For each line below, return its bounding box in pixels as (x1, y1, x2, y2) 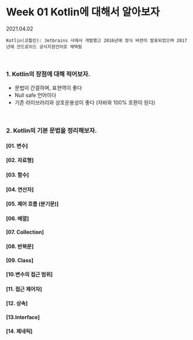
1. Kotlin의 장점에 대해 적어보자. (6, 70, 91, 78)
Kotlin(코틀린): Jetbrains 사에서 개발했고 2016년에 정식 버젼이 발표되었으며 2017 (6, 38, 188, 43)
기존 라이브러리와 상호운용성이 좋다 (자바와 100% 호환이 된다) (14, 99, 156, 106)
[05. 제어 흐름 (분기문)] (6, 200, 59, 207)
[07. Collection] (6, 228, 44, 235)
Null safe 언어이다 (14, 92, 57, 99)
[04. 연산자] (6, 186, 34, 193)
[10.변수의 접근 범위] (6, 271, 53, 278)
